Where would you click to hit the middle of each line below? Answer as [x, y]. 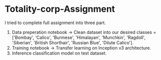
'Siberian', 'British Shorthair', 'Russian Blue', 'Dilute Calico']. [73, 42]
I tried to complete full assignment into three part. [55, 23]
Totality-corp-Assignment [60, 9]
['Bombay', [23, 37]
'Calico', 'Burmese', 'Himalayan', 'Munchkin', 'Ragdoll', [90, 37]
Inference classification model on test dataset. [59, 53]
